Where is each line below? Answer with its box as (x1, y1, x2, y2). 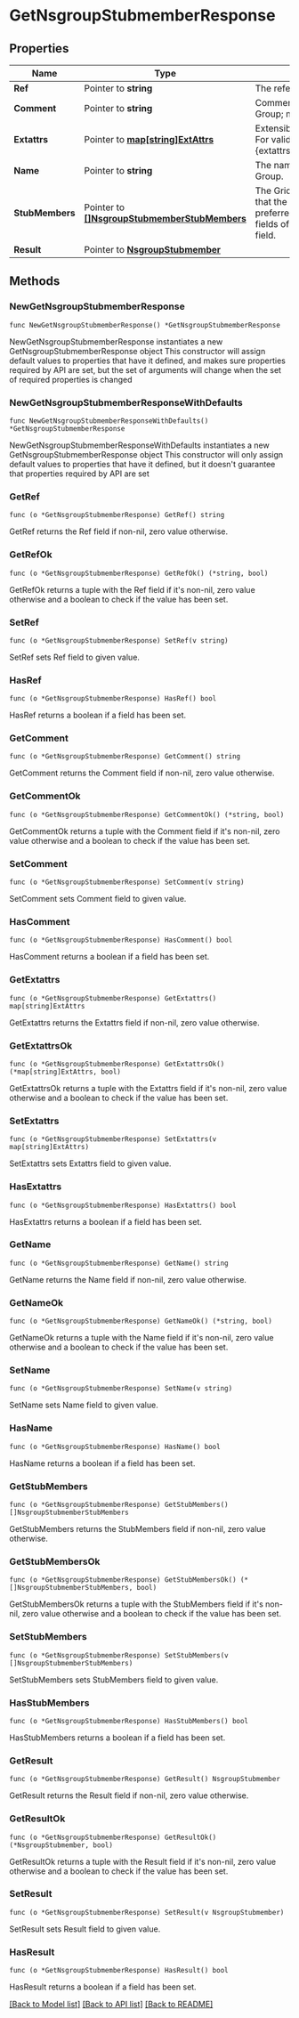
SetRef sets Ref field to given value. (9, 652, 141, 662)
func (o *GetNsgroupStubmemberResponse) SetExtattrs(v (9, 1135, 217, 1144)
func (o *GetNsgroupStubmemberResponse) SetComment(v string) (9, 878, 245, 887)
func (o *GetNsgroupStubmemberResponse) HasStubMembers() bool (9, 1716, 249, 1725)
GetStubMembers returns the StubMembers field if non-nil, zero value (9, 1524, 267, 1535)
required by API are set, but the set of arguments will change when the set (9, 364, 282, 375)
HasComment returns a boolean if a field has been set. (9, 952, 210, 962)
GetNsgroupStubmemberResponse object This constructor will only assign (9, 449, 284, 459)
